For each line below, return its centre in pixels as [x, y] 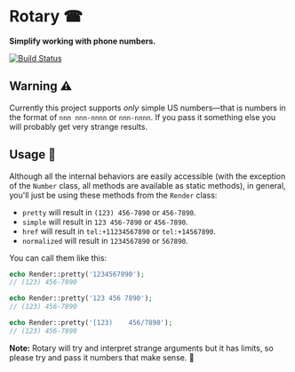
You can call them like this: [58, 258]
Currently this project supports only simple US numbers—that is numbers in [147, 108]
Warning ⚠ [41, 86]
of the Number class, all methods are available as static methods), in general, [147, 185]
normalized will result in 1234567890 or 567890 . [105, 240]
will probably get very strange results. [79, 126]
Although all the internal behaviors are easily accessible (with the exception [147, 176]
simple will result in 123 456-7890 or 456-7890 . [105, 222]
